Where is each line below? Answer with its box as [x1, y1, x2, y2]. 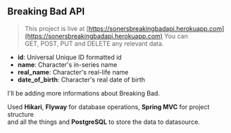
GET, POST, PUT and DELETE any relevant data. [24, 39, 164, 48]
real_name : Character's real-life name [17, 68, 129, 76]
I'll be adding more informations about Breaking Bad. [7, 89, 161, 97]
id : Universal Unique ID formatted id [17, 53, 122, 61]
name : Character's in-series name [17, 60, 118, 69]
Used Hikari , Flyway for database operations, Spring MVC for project [7, 102, 210, 111]
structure [7, 110, 34, 118]
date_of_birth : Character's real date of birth [17, 75, 146, 84]
